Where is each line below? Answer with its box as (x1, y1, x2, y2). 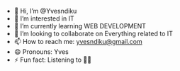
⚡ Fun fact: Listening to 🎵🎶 (13, 55, 92, 64)
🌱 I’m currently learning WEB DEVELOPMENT (13, 22, 147, 30)
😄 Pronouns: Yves (13, 48, 69, 56)
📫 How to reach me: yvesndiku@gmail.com (13, 38, 143, 45)
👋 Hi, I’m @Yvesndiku (13, 7, 77, 15)
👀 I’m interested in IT (13, 14, 74, 23)
